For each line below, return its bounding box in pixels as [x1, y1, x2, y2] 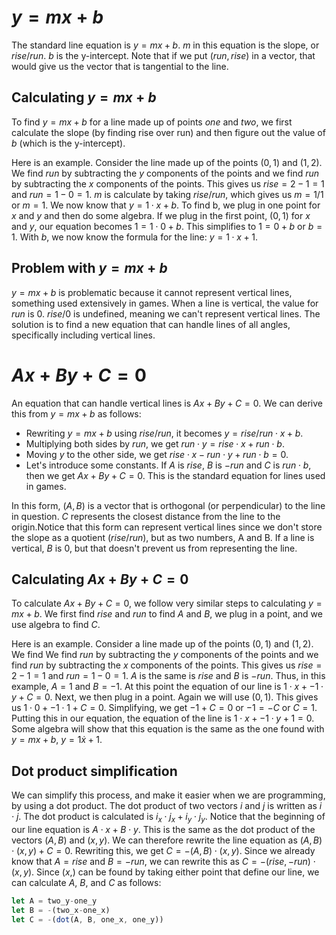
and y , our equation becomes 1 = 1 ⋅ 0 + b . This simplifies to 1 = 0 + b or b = [11, 220, 323, 232]
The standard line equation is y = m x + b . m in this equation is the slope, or [11, 39, 320, 51]
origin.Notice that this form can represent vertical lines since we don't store [11, 521, 323, 533]
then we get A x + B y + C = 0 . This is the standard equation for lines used [25, 469, 326, 481]
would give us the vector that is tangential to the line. [11, 60, 229, 72]
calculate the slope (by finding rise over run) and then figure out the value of [11, 126, 326, 138]
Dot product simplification [11, 762, 178, 780]
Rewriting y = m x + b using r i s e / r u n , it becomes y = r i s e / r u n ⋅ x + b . [25, 427, 304, 439]
